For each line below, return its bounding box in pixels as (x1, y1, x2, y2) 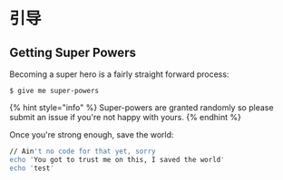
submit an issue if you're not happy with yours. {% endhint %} (9, 112, 242, 122)
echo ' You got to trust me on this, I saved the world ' (9, 155, 225, 164)
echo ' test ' (9, 164, 54, 173)
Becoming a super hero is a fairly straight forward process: (9, 69, 229, 80)
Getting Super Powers (9, 44, 136, 60)
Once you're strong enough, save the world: (9, 129, 174, 140)
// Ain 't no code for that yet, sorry (9, 147, 156, 156)
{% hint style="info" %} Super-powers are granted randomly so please (9, 102, 274, 113)
